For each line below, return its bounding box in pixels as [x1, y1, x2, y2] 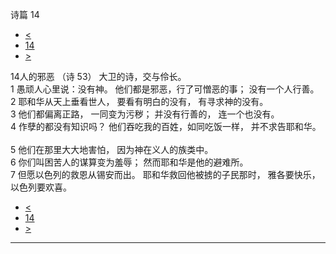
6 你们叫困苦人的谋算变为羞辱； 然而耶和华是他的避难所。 [10, 156, 249, 168]
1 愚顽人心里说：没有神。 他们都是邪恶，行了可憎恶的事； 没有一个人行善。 [10, 83, 320, 95]
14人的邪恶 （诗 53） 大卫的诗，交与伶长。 [10, 71, 187, 82]
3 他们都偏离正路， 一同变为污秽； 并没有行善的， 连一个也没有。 [10, 108, 280, 120]
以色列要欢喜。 [10, 181, 72, 193]
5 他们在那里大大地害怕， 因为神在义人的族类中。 [10, 144, 214, 155]
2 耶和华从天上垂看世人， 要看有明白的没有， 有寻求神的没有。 [10, 96, 269, 107]
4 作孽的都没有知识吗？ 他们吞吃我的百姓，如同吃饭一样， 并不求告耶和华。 [10, 121, 322, 132]
